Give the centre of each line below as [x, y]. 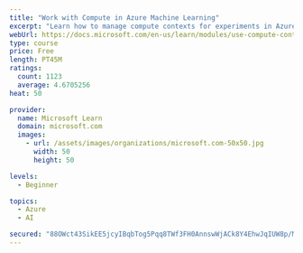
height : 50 [54, 160]
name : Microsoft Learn [60, 118]
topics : [24, 201]
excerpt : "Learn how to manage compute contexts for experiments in [141, 26]
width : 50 [51, 152]
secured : [26, 234]
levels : [24, 176]
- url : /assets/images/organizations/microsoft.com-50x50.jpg [145, 144]
